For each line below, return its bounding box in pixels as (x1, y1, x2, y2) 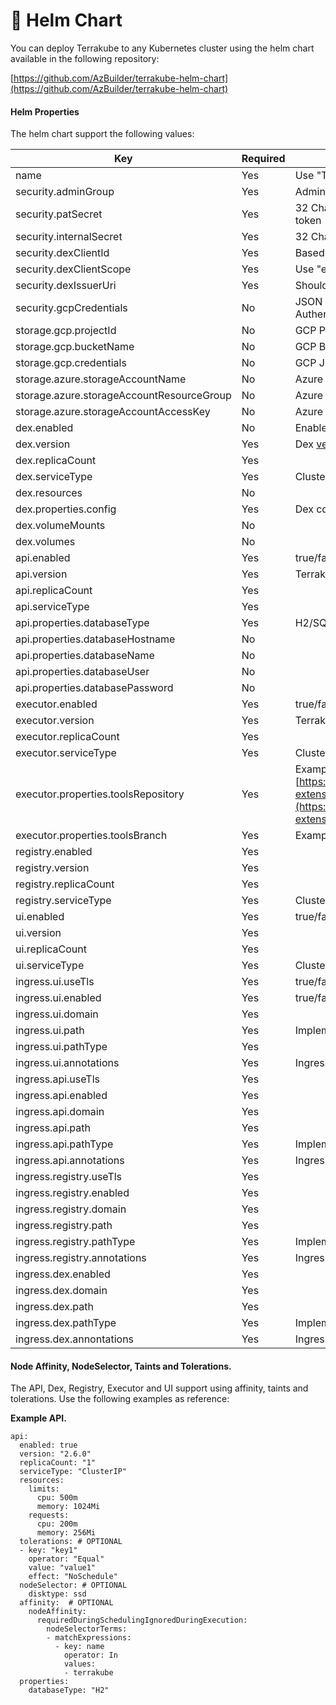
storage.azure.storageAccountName (15, 372, 187, 386)
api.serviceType (15, 600, 90, 614)
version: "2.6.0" (19, 1449, 92, 1459)
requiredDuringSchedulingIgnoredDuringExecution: (36, 1615, 248, 1626)
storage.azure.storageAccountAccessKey (15, 405, 211, 419)
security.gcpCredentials (15, 301, 128, 315)
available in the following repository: (10, 52, 160, 64)
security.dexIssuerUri (15, 279, 117, 293)
